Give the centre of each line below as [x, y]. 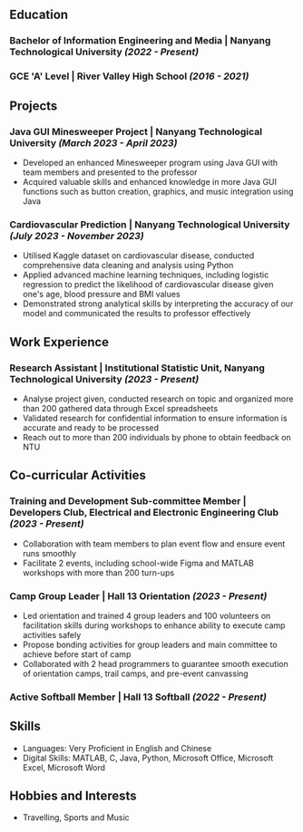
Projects [34, 106]
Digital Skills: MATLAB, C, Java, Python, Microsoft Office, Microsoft [148, 758]
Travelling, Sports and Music [76, 817]
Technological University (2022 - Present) [104, 52]
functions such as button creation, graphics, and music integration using [158, 191]
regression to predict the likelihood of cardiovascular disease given [148, 285]
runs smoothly [49, 553]
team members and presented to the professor [110, 172]
